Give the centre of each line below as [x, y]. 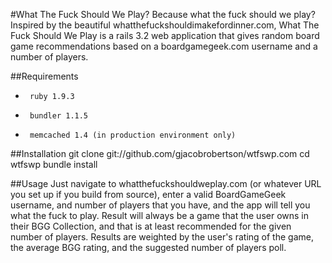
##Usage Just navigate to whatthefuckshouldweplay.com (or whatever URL [166, 183]
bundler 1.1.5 [59, 116]
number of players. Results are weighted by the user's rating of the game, [162, 237]
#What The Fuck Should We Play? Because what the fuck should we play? [163, 14]
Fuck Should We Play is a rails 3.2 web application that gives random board [165, 35]
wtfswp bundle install [54, 164]
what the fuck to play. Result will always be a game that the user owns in [160, 215]
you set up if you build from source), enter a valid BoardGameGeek [148, 194]
